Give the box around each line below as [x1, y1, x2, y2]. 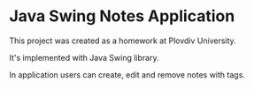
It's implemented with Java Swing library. [9, 52, 159, 63]
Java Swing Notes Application [9, 6, 235, 26]
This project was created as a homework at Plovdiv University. [9, 35, 236, 46]
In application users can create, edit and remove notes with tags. [9, 69, 246, 80]
